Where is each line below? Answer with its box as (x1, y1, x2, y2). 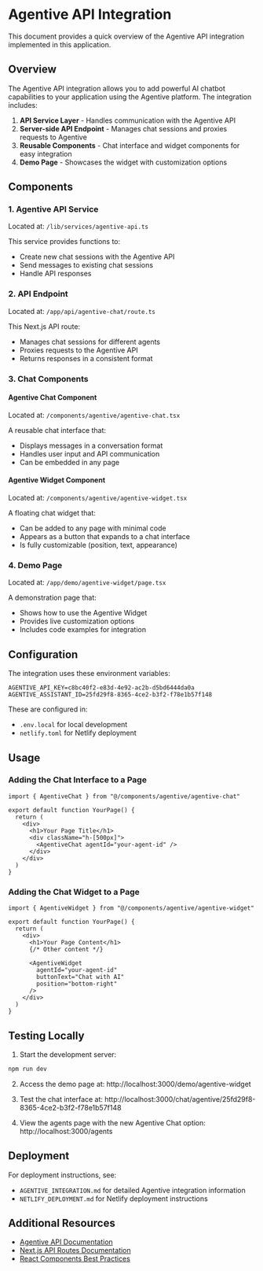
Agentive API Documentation (19, 1237, 114, 1247)
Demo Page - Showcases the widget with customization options (19, 157, 228, 167)
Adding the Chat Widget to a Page (8, 886, 140, 897)
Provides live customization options (19, 616, 135, 626)
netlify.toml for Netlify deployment (19, 728, 137, 737)
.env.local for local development (19, 720, 128, 730)
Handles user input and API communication (19, 449, 160, 458)
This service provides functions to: (8, 237, 121, 246)
